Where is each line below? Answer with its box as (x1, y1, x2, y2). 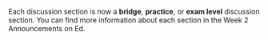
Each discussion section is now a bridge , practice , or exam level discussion (8, 7, 260, 16)
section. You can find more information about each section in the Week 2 (8, 15, 249, 25)
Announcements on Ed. (8, 24, 86, 33)
